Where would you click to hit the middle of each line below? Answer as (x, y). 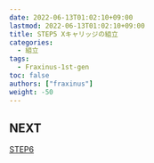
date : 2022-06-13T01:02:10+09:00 (71, 17)
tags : (19, 59)
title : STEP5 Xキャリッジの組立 (64, 34)
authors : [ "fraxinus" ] (51, 84)
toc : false (29, 76)
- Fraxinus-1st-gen (53, 68)
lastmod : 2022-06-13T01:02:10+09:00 (77, 26)
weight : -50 (31, 92)
